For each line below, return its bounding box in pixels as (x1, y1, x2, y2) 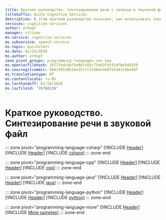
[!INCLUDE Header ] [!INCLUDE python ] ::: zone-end (5, 195, 111, 201)
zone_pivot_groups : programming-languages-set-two (5, 58, 112, 63)
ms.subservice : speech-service (5, 40, 70, 45)
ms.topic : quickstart (5, 44, 50, 49)
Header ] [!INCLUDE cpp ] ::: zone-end (5, 165, 82, 171)
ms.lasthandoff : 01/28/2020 (5, 81, 63, 86)
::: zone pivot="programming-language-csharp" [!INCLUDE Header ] (5, 145, 144, 150)
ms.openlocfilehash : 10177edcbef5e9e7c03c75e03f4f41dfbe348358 (5, 63, 138, 68)
